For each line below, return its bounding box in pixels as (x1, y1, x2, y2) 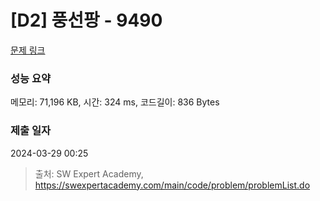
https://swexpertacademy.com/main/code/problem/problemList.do (34, 179, 311, 191)
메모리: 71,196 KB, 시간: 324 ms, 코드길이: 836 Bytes (10, 96, 220, 108)
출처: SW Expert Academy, (34, 167, 144, 180)
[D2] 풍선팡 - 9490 (10, 9, 163, 32)
